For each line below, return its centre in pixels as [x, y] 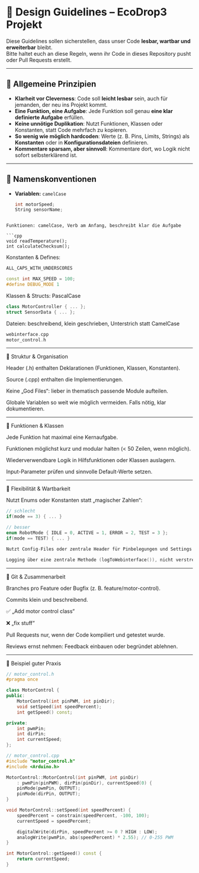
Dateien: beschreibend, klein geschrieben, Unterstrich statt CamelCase [93, 323]
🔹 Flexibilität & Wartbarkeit [38, 489]
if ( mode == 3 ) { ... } [34, 517]
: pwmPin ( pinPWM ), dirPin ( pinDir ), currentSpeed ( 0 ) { [84, 783]
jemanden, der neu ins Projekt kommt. [61, 105]
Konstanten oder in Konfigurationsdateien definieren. [81, 142]
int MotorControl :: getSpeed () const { [54, 853]
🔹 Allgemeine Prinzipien [51, 84]
